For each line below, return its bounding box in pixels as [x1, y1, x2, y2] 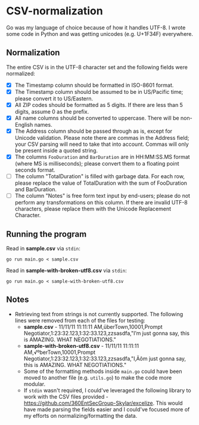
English [14, 121, 33, 128]
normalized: [6, 70, 36, 77]
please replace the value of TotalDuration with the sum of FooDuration [14, 179, 188, 186]
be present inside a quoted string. [14, 147, 98, 154]
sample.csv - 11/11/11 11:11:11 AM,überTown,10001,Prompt [23, 323, 163, 330]
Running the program [6, 229, 87, 239]
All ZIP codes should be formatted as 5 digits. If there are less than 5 [14, 101, 184, 108]
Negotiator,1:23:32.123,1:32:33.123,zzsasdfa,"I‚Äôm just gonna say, [23, 354, 186, 362]
